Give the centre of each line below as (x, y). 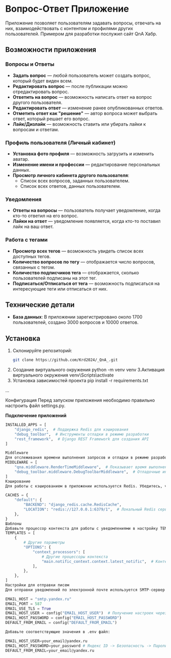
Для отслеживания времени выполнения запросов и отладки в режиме (77, 458)
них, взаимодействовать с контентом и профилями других (69, 28)
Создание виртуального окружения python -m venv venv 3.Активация (89, 370)
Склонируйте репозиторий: (42, 351)
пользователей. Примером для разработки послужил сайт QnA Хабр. (81, 34)
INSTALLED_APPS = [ (26, 425)
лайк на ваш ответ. (33, 226)
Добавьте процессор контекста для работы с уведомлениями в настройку (82, 528)
